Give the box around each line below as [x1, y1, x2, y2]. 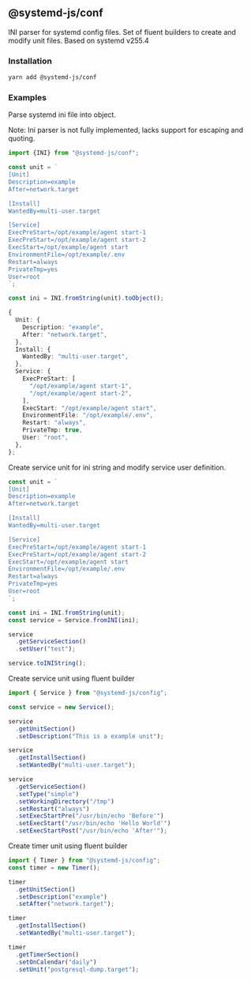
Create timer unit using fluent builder [8, 841, 128, 851]
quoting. [8, 134, 36, 143]
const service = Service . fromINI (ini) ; [8, 616, 140, 624]
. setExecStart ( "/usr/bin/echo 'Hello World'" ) [15, 820, 171, 828]
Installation [8, 55, 53, 66]
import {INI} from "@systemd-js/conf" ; [8, 149, 140, 157]
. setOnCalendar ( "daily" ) [15, 958, 97, 966]
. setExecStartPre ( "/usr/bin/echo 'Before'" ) [15, 812, 164, 821]
